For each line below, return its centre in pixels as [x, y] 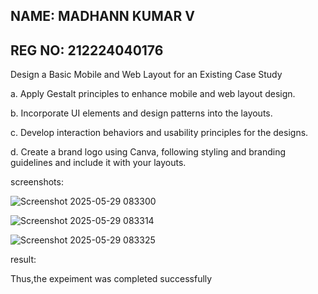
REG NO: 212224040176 [87, 50]
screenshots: [37, 182]
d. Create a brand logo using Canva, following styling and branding [148, 152]
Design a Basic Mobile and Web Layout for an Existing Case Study [146, 75]
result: [23, 260]
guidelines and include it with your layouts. [98, 163]
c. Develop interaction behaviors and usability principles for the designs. [159, 133]
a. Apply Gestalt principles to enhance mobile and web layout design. [153, 94]
